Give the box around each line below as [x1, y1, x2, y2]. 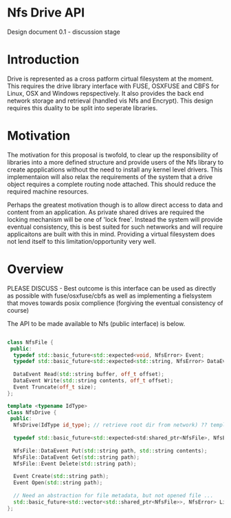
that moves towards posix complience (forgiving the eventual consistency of [7, 298, 223, 307]
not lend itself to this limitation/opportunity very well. [7, 237, 157, 245]
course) [7, 306, 30, 314]
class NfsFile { [7, 339, 54, 346]
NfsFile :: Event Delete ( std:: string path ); [13, 460, 137, 467]
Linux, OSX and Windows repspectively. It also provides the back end [7, 89, 204, 97]
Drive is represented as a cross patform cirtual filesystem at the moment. [7, 74, 214, 83]
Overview [7, 262, 64, 277]
